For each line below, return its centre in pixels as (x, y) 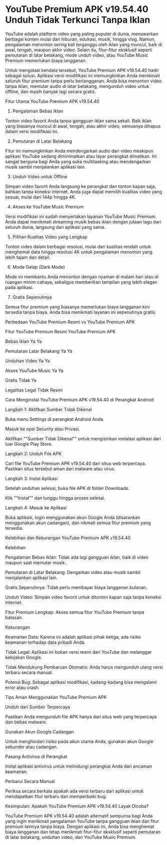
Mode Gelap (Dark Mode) (38, 267)
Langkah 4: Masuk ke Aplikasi (36, 508)
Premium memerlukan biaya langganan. (46, 60)
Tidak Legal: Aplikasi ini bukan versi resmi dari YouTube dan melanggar (78, 652)
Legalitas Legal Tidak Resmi (34, 390)
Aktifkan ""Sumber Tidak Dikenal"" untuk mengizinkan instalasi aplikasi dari (83, 438)
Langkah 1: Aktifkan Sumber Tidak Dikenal (48, 409)
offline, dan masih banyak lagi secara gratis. (50, 91)
